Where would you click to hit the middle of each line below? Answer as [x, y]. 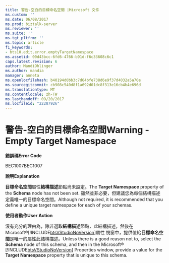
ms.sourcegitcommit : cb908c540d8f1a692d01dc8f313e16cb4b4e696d [73, 85]
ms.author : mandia [24, 71]
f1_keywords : [19, 47]
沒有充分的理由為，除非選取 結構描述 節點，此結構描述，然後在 [69, 226]
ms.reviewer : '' [22, 29]
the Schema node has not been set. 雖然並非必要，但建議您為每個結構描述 [83, 193]
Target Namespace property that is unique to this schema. [66, 255]
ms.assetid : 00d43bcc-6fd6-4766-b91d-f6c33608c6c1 [60, 57]
